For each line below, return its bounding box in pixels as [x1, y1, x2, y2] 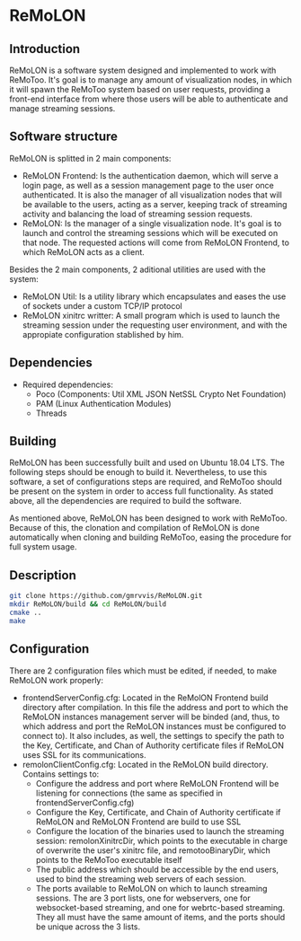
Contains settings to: [22, 769, 100, 779]
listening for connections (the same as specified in [35, 787, 223, 798]
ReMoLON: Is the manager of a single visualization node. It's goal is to [22, 217, 282, 229]
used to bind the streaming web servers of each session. [35, 873, 247, 884]
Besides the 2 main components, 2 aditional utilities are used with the [9, 264, 267, 275]
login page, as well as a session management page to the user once [22, 180, 274, 190]
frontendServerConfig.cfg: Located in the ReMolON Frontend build [22, 692, 269, 703]
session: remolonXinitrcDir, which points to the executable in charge [35, 835, 288, 846]
